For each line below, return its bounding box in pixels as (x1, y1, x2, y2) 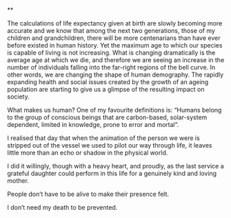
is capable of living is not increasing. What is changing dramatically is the (7, 48, 216, 57)
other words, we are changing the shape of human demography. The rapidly (7, 70, 224, 79)
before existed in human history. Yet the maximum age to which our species (7, 41, 223, 49)
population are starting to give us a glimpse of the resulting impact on (7, 86, 205, 93)
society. (7, 92, 30, 101)
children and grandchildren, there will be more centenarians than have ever (7, 34, 221, 42)
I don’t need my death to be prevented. (7, 204, 118, 211)
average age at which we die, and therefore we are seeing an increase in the (7, 56, 225, 64)
